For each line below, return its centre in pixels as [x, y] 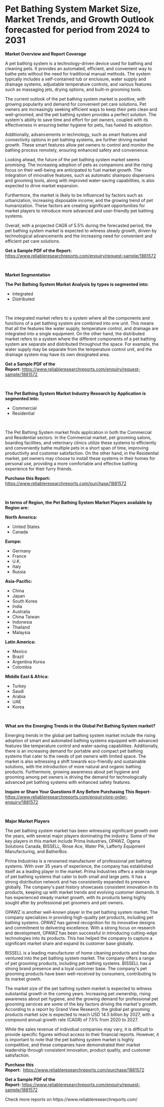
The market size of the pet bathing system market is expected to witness [79, 988]
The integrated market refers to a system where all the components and [78, 318]
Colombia [22, 667]
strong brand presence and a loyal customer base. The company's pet [76, 968]
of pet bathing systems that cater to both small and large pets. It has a [76, 877]
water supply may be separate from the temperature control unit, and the [79, 349]
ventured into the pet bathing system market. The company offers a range [80, 958]
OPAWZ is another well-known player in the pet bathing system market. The [82, 912]
